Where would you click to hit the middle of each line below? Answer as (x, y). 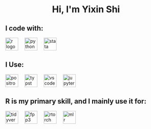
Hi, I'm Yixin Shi (86, 9)
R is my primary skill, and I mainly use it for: (76, 101)
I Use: (15, 65)
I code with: (24, 28)
